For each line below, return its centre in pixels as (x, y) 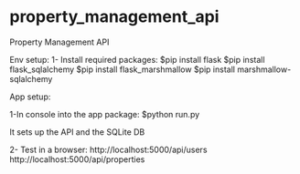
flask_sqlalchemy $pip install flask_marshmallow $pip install (123, 69)
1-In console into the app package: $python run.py (105, 114)
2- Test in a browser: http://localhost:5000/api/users (108, 149)
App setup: (30, 97)
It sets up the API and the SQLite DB (77, 132)
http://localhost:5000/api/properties (77, 159)
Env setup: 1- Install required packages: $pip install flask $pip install (137, 59)
